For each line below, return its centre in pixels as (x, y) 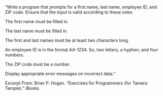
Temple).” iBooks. (23, 88)
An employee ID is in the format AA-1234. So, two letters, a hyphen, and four (81, 50)
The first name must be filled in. (37, 22)
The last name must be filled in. (36, 31)
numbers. (15, 55)
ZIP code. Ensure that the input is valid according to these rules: (69, 12)
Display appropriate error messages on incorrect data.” (60, 74)
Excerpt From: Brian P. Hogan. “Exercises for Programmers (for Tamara (76, 83)
